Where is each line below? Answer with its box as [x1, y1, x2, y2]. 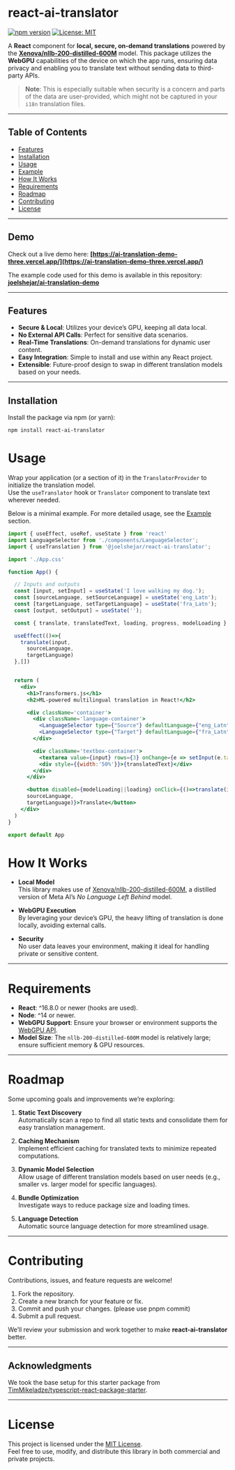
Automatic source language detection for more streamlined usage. [17, 1222, 209, 1230]
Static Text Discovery [17, 1109, 82, 1117]
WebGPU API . [17, 1026, 58, 1035]
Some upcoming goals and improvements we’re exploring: [8, 1095, 175, 1103]
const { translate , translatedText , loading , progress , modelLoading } [14, 620, 227, 627]
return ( [14, 677, 40, 684]
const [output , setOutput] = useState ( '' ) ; [14, 606, 142, 614]
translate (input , [20, 639, 71, 646]
